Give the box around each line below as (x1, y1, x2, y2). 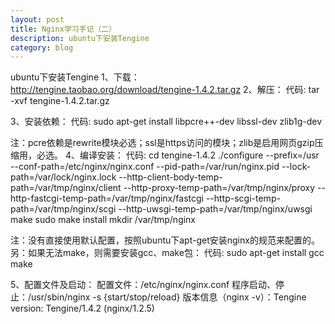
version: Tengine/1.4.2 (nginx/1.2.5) (10, 302, 155, 315)
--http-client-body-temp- (118, 171, 223, 183)
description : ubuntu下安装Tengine (10, 33, 150, 43)
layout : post (10, 14, 65, 25)
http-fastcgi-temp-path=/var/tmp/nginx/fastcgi (10, 192, 204, 205)
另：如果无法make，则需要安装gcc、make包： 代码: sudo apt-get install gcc (10, 247, 325, 259)
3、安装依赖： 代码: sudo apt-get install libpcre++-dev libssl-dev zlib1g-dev (10, 116, 323, 128)
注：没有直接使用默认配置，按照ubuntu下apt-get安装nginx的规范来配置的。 (10, 234, 320, 246)
